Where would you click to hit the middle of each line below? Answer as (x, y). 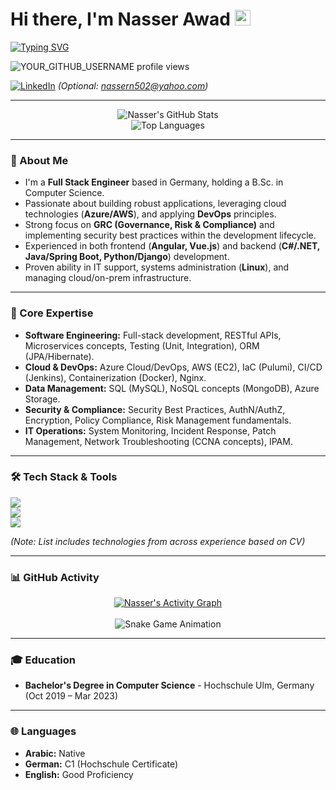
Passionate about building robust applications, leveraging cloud (155, 204)
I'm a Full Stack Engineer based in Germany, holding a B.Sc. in (154, 182)
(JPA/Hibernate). (59, 356)
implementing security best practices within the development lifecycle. (170, 235)
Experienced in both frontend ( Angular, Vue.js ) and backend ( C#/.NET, (172, 246)
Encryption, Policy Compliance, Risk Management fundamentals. (158, 420)
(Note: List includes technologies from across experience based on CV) (158, 541)
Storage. (42, 399)
